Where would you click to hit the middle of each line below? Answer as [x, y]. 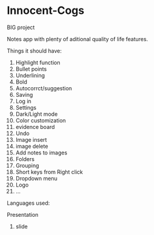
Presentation [23, 214]
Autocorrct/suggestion [44, 88]
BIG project [21, 27]
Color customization [40, 120]
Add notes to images [41, 153]
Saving [24, 94]
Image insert [31, 139]
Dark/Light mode [37, 114]
